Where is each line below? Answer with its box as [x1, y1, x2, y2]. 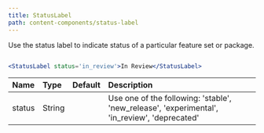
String [42, 102, 65, 113]
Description [108, 80, 153, 91]
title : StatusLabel [8, 11, 72, 20]
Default [71, 80, 101, 91]
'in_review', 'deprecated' [108, 113, 200, 124]
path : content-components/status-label [8, 19, 139, 27]
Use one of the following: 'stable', [108, 93, 232, 104]
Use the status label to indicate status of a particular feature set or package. [8, 40, 255, 49]
